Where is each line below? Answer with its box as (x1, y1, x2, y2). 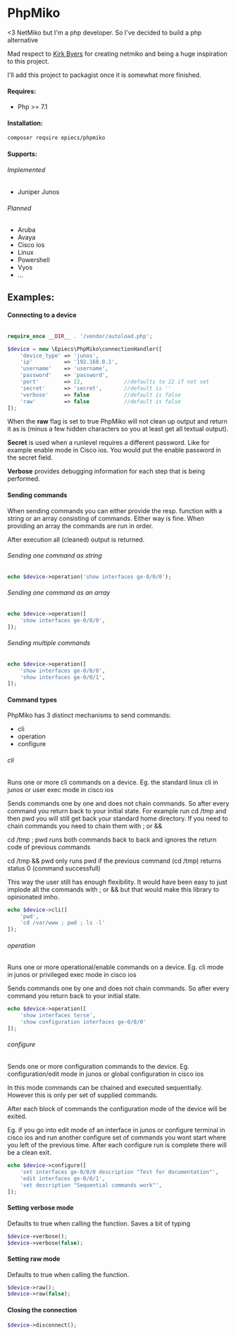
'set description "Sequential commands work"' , (20, 1181, 162, 1189)
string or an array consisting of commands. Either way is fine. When (7, 514, 204, 522)
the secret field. (7, 453, 53, 462)
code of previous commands (7, 842, 91, 851)
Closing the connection (7, 1305, 77, 1314)
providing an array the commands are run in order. (7, 521, 154, 530)
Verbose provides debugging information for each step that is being (7, 467, 206, 476)
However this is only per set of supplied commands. (7, 1091, 159, 1099)
